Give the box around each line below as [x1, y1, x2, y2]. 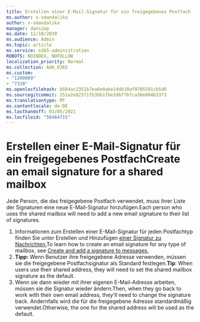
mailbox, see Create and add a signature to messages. [14, 247, 149, 254]
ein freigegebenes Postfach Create [6, 153, 181, 166]
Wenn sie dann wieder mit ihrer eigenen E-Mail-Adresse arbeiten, [14, 278, 176, 286]
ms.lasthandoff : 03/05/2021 [6, 109, 76, 114]
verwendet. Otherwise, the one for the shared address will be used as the [14, 304, 194, 311]
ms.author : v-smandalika [6, 14, 68, 20]
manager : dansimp [6, 25, 50, 32]
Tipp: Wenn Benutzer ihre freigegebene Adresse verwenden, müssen [14, 253, 186, 261]
